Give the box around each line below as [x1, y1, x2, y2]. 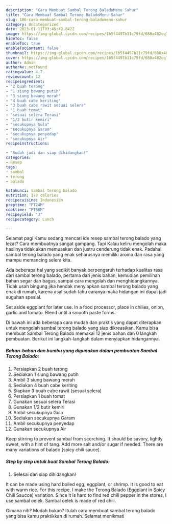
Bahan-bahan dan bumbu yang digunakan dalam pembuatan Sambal [6, 347, 158, 354]
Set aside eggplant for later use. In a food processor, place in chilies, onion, [6, 304, 164, 310]
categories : [6, 155, 31, 160]
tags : [6, 165, 17, 170]
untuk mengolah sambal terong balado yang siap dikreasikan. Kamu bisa [6, 325, 159, 331]
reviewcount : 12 [6, 74, 40, 79]
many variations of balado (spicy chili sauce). [6, 447, 101, 453]
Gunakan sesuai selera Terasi [13, 398, 76, 405]
